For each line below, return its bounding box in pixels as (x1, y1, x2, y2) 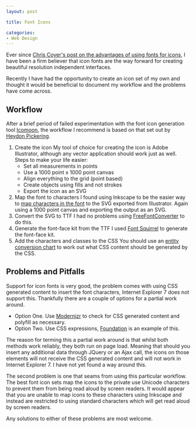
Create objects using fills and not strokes (23, 181, 122, 188)
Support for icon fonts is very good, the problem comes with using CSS (6, 282, 178, 289)
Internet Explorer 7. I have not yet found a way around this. (6, 361, 147, 368)
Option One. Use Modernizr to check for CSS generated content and (14, 312, 180, 320)
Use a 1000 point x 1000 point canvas (23, 169, 114, 176)
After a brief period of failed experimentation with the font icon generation (6, 120, 185, 127)
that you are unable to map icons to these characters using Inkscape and (6, 391, 182, 398)
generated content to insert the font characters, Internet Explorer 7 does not (6, 288, 190, 295)
